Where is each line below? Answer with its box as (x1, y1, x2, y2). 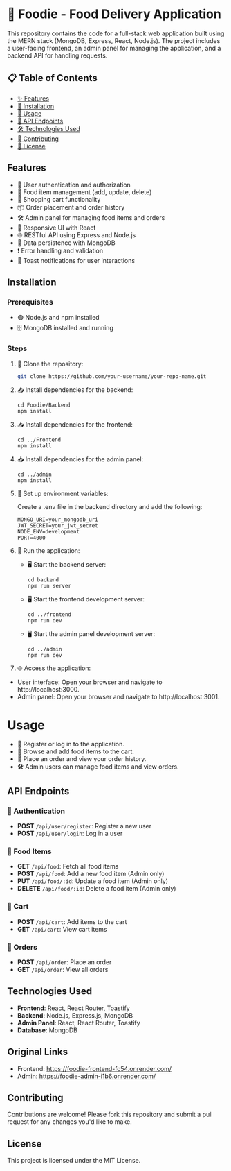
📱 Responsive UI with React (17, 223, 96, 232)
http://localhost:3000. (17, 685, 80, 694)
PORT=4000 (17, 534, 46, 542)
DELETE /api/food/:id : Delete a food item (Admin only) (17, 884, 176, 893)
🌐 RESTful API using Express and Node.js (17, 230, 136, 239)
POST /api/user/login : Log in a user (17, 829, 123, 838)
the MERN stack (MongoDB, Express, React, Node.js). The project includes (7, 36, 221, 44)
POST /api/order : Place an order (17, 957, 112, 966)
